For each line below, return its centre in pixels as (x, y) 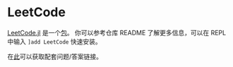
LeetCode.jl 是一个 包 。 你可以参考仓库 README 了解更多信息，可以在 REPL (117, 32)
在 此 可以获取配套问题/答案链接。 (55, 56)
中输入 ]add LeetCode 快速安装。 (54, 41)
